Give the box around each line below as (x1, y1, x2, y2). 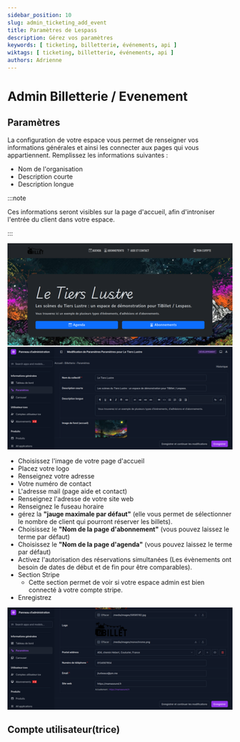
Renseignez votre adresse (17, 471, 95, 480)
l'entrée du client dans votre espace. (7, 215, 116, 224)
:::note (7, 194, 26, 202)
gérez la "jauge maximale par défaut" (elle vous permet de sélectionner (17, 509, 232, 518)
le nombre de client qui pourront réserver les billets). (17, 517, 173, 526)
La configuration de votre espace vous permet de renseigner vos (7, 136, 199, 144)
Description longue (17, 179, 74, 189)
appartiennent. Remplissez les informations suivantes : (7, 151, 169, 159)
